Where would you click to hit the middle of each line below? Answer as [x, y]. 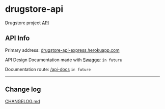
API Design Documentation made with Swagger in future [64, 60]
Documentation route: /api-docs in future [48, 69]
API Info [17, 38]
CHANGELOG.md [23, 101]
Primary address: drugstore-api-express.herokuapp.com [62, 50]
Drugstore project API [27, 23]
